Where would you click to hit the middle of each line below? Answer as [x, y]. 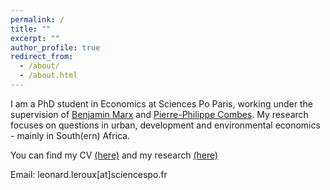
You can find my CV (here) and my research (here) [114, 155]
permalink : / [37, 19]
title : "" [31, 29]
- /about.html [48, 76]
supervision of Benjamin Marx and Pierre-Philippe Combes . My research [159, 114]
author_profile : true [55, 47]
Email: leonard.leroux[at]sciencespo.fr [89, 174]
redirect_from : [42, 57]
